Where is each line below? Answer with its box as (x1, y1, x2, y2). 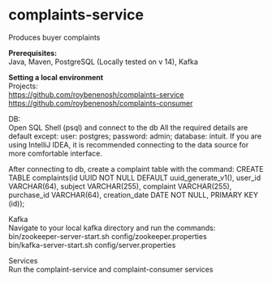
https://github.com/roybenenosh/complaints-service (8, 89, 184, 99)
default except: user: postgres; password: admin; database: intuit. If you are (8, 131, 262, 141)
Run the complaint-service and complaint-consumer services (8, 264, 214, 274)
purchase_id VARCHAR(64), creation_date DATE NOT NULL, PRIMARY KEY (8, 190, 258, 199)
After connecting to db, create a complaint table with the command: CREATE (8, 164, 264, 173)
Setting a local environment (8, 72, 104, 82)
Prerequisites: (8, 48, 58, 58)
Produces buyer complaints (8, 32, 101, 42)
